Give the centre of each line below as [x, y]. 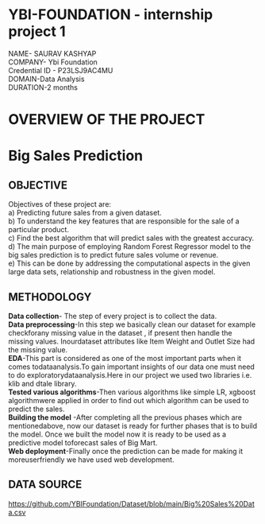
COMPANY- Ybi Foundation [53, 62]
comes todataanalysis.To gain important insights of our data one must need [132, 367]
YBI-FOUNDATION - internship [111, 15]
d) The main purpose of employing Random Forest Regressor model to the [130, 246]
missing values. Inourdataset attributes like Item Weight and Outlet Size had [132, 341]
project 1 [37, 31]
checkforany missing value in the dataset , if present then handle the [120, 332]
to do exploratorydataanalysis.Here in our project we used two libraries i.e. [130, 375]
